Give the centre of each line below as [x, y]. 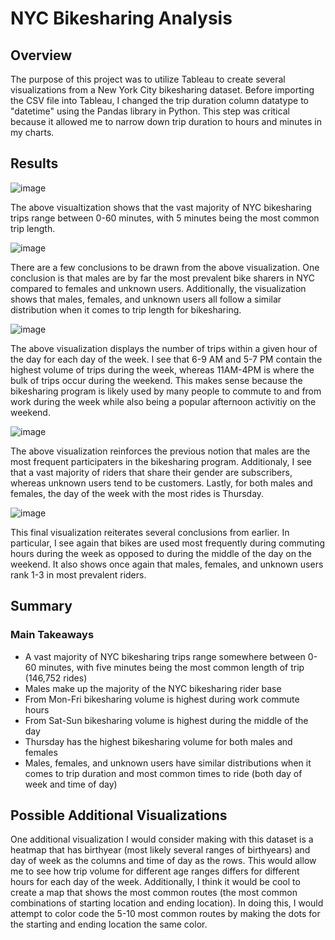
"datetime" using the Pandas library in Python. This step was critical [150, 111]
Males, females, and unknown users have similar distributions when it [168, 763]
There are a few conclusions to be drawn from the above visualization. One [165, 267]
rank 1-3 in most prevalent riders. [78, 574]
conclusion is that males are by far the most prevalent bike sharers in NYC [162, 278]
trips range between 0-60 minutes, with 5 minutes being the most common [165, 218]
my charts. [32, 132]
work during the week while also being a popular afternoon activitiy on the [163, 401]
